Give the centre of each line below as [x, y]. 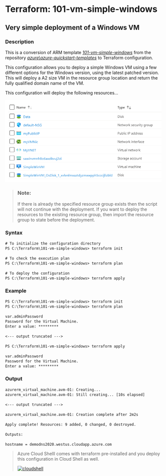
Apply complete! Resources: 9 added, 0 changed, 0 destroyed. [71, 424]
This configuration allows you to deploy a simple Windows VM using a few [81, 67]
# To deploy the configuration [37, 273]
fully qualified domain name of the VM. [45, 83]
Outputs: [14, 434]
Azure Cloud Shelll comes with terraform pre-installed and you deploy [88, 454]
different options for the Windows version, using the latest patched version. [82, 73]
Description [20, 42]
